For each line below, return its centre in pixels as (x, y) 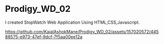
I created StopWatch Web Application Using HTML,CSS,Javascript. (72, 22)
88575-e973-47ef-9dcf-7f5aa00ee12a (44, 37)
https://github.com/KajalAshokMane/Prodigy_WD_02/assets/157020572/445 (82, 31)
